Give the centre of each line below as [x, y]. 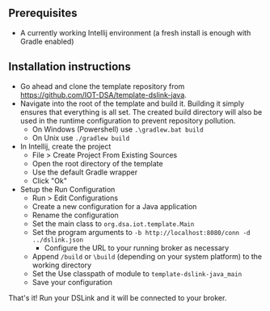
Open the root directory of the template [97, 163]
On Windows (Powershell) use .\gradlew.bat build [118, 129]
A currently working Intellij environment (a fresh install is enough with [135, 32]
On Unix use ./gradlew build [81, 137]
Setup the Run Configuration [67, 189]
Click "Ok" [49, 180]
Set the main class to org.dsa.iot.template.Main [113, 223]
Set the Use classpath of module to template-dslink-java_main [137, 273]
